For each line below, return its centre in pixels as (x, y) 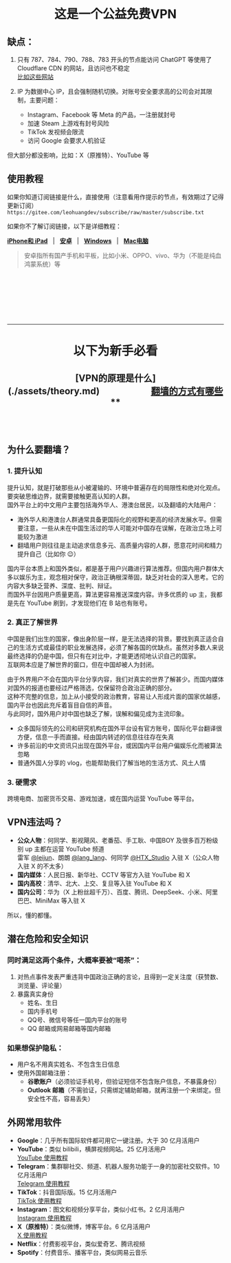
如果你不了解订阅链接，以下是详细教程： (64, 226)
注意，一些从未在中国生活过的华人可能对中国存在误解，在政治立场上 (120, 528)
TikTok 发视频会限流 (56, 132)
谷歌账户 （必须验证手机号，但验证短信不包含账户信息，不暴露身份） (124, 1081)
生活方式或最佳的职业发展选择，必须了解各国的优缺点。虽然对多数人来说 (121, 647)
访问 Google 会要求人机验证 (66, 141)
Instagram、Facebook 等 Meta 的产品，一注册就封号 (101, 115)
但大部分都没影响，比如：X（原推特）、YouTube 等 (78, 155)
